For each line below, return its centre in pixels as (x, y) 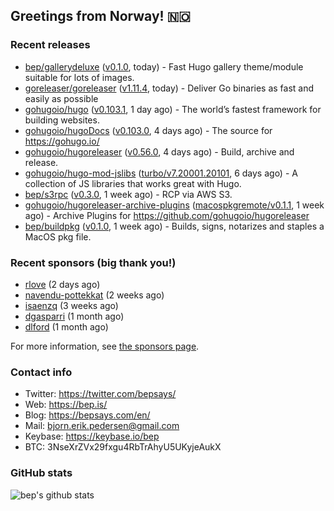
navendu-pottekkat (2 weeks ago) (94, 295)
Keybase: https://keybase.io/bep (92, 436)
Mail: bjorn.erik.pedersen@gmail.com (102, 426)
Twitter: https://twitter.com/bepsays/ (100, 394)
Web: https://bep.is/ (66, 405)
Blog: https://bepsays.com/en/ (87, 415)
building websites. (62, 120)
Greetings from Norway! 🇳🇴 (100, 16)
